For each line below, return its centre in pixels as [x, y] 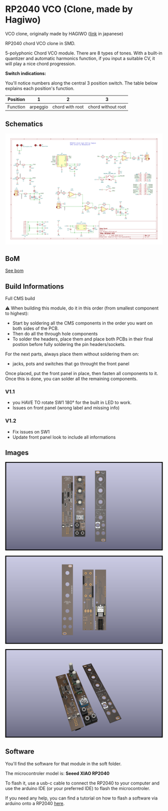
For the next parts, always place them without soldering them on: [72, 354]
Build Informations [34, 286]
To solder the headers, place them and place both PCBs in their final [83, 339]
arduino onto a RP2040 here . [35, 803]
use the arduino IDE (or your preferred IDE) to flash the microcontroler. [78, 788]
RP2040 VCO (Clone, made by [69, 9]
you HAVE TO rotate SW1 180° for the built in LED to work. [72, 402]
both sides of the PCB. [35, 328]
